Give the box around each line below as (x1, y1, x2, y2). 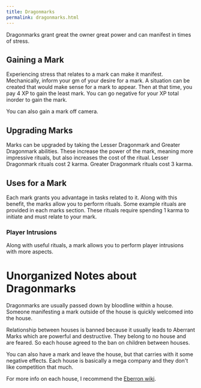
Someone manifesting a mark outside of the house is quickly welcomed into (6, 308, 194, 316)
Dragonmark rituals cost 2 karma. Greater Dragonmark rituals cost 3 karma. (6, 161, 193, 168)
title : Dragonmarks (6, 8, 55, 15)
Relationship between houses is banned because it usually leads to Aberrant (6, 326, 195, 334)
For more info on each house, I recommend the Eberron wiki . (6, 375, 157, 383)
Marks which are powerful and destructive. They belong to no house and (6, 333, 187, 340)
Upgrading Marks (6, 125, 73, 135)
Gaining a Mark (6, 55, 64, 65)
